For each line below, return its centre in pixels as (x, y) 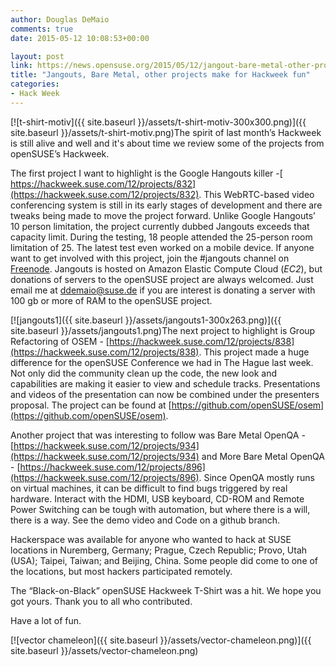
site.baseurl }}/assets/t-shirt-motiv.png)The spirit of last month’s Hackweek (166, 132)
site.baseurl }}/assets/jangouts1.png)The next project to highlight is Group (163, 330)
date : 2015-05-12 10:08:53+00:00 (80, 38)
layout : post (37, 56)
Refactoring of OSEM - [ (60, 341)
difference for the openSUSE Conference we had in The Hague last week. (162, 362)
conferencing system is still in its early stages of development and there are (166, 205)
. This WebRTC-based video (256, 194)
